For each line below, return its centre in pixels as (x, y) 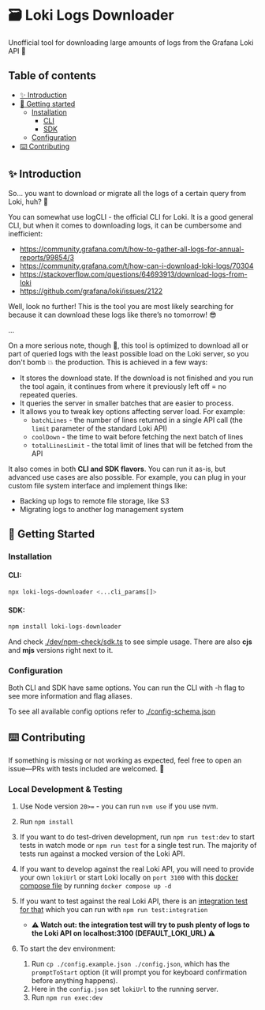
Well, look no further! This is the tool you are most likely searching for (121, 306)
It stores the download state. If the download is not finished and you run (136, 378)
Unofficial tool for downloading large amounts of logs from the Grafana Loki (131, 42)
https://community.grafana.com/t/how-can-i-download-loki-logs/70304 (136, 266)
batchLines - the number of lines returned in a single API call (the (137, 420)
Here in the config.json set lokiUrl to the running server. (125, 989)
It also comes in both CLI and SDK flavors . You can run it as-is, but (117, 469)
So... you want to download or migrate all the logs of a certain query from (127, 193)
